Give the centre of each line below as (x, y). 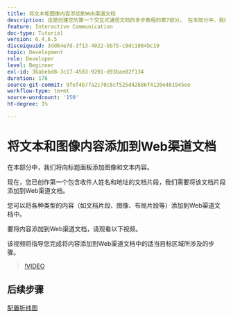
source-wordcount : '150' (43, 98)
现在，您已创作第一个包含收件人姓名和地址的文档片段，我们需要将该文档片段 (116, 182)
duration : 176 (28, 78)
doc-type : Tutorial (35, 33)
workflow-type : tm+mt (38, 91)
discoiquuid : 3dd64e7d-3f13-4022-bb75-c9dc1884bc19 (83, 46)
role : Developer (31, 59)
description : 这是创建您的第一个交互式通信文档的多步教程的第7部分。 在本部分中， (113, 20)
